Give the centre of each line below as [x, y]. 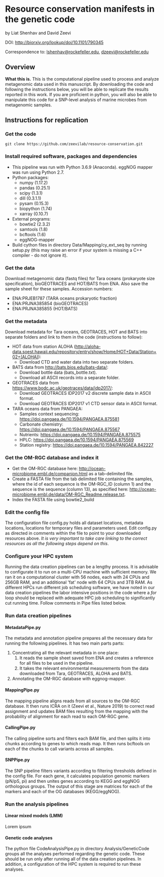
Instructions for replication [47, 120]
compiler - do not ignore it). [40, 255]
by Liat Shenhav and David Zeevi [38, 33]
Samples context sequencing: [49, 414]
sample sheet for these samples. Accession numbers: [59, 289]
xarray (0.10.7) [34, 214]
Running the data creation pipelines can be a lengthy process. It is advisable [82, 567]
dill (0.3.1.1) [30, 198]
